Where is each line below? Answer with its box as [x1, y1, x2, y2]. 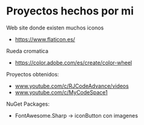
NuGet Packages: [6, 100, 50, 108]
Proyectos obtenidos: [6, 70, 59, 78]
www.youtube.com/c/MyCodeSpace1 [14, 88, 108, 96]
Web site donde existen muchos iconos [6, 24, 104, 31]
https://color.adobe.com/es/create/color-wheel [14, 59, 133, 66]
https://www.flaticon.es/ [14, 35, 75, 43]
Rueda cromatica [6, 47, 49, 55]
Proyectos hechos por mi [6, 4, 134, 18]
